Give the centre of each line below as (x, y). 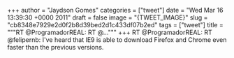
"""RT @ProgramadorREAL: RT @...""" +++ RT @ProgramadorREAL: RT (110, 32)
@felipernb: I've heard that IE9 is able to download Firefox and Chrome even (117, 40)
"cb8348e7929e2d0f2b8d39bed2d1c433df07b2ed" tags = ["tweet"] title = (115, 25)
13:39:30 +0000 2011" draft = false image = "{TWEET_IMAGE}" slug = (108, 17)
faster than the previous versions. (56, 47)
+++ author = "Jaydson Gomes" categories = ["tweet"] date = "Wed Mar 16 (115, 10)
